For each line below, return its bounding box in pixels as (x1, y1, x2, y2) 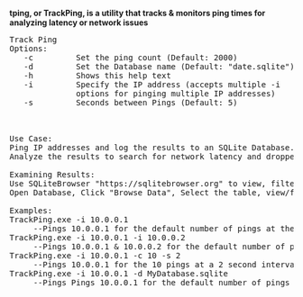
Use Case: (9, 134, 52, 143)
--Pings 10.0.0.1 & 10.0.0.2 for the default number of (32, 242, 286, 251)
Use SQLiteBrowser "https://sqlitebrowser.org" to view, (9, 179, 267, 188)
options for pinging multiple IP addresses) (76, 89, 277, 98)
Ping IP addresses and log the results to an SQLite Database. (9, 143, 295, 152)
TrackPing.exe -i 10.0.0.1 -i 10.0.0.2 (9, 233, 186, 242)
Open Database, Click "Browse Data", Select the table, (9, 188, 262, 197)
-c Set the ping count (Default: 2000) (23, 53, 238, 62)
